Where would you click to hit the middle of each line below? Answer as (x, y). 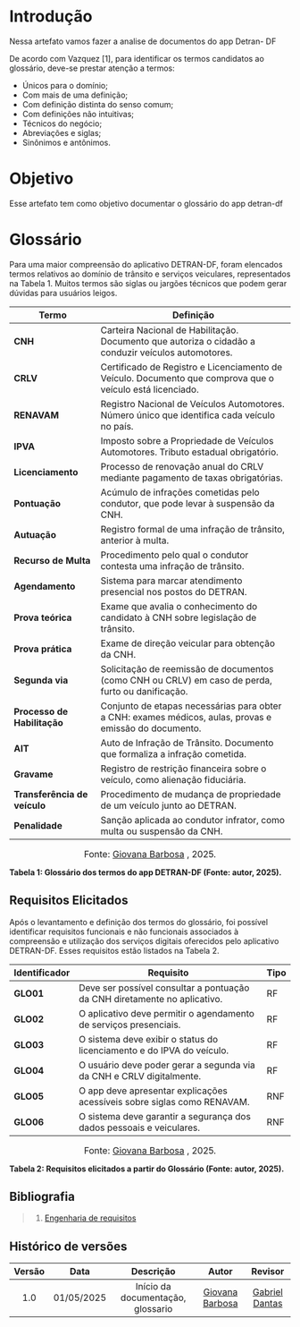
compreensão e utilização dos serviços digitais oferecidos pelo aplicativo (144, 940)
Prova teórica (43, 617)
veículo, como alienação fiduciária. (173, 779)
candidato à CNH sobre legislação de (179, 617)
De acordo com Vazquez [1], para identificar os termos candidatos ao (137, 58)
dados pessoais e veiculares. (140, 1127)
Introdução (51, 17)
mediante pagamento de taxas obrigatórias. (192, 478)
